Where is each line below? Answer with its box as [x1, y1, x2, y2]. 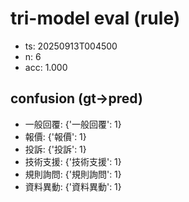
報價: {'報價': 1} [24, 130, 87, 142]
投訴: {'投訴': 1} [24, 143, 87, 155]
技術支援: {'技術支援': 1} [24, 155, 122, 167]
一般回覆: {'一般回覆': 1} [24, 118, 122, 130]
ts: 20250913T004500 [24, 40, 118, 52]
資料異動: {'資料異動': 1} [24, 180, 122, 192]
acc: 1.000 [24, 61, 68, 73]
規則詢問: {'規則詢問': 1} [24, 168, 122, 180]
